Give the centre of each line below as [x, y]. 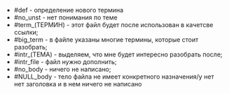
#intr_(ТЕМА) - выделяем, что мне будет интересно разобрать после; [118, 54]
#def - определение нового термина [69, 10]
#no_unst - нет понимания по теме [65, 17]
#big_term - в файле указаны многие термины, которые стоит [106, 40]
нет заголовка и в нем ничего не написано [78, 84]
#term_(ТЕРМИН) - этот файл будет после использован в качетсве [113, 25]
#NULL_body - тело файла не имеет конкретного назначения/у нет [114, 77]
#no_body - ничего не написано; [62, 69]
